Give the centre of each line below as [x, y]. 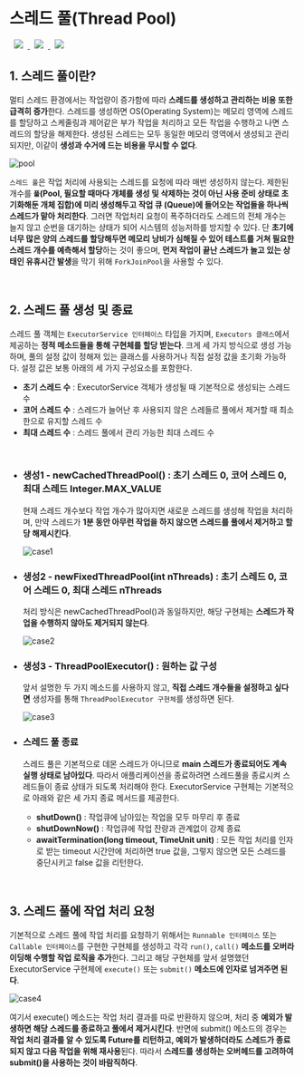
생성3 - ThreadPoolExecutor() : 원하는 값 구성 [119, 666]
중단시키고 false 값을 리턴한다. [90, 862]
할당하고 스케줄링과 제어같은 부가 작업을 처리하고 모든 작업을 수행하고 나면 [149, 122]
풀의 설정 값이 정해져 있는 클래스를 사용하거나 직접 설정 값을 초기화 [145, 356]
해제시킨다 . [51, 533]
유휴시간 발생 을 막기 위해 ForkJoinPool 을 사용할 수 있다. [124, 261]
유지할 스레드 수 [75, 421]
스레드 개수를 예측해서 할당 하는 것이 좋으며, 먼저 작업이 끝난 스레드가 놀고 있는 [146, 249]
